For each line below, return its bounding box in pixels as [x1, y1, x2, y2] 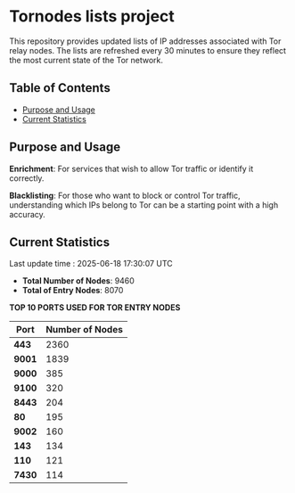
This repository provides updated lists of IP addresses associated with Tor [9, 36, 282, 46]
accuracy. [9, 209, 46, 219]
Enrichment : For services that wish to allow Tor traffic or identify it [9, 163, 254, 174]
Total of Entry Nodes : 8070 [21, 285, 124, 296]
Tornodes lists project [9, 6, 176, 27]
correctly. [9, 172, 45, 184]
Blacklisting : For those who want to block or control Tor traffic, [9, 190, 241, 201]
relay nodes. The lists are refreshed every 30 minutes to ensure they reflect [9, 45, 287, 55]
